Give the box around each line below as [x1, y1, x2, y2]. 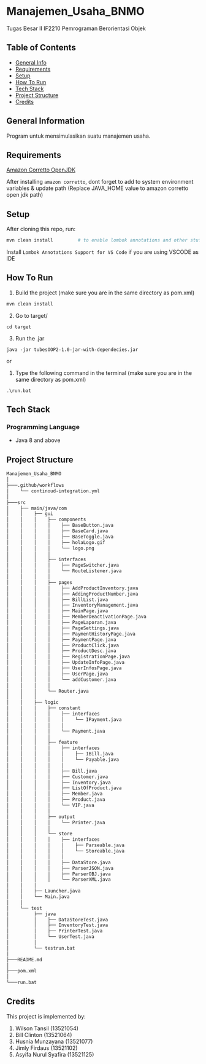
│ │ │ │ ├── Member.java [6, 791, 103, 797]
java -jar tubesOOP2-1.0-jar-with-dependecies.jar [6, 346, 139, 353]
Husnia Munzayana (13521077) [15, 1038, 93, 1045]
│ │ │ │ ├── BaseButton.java [6, 522, 114, 529]
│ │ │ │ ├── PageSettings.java [6, 625, 120, 631]
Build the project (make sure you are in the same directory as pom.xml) [15, 289, 195, 296]
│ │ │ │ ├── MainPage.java [6, 608, 109, 614]
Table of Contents [6, 42, 77, 53]
